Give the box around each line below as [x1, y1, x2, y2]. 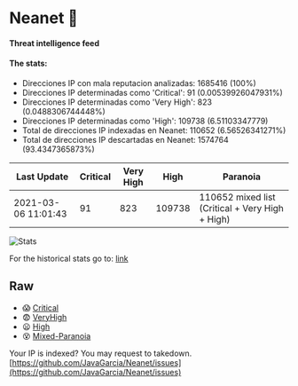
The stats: [9, 58, 48, 69]
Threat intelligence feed [9, 37, 100, 48]
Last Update [16, 170, 69, 183]
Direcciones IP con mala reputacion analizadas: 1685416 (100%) [21, 77, 257, 88]
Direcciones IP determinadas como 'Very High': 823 [21, 97, 213, 107]
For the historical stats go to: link [9, 253, 129, 264]
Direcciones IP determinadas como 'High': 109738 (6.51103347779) [21, 115, 269, 126]
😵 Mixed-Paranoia [21, 330, 91, 341]
